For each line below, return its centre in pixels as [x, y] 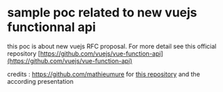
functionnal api [52, 27]
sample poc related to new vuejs [102, 13]
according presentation [41, 81]
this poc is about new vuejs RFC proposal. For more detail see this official [112, 46]
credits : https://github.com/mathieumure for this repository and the [104, 74]
